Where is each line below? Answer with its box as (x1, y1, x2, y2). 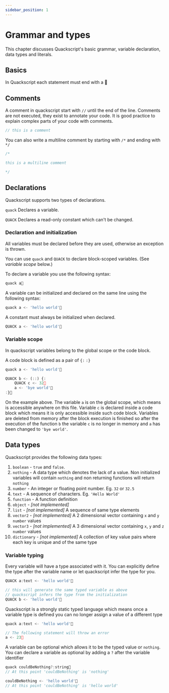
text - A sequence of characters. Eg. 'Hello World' (12, 491, 120, 497)
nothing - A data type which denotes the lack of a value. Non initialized (12, 469, 160, 475)
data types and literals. (5, 51, 53, 57)
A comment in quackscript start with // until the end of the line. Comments (5, 107, 160, 114)
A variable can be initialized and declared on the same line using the (5, 290, 147, 296)
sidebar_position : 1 (5, 7, 49, 13)
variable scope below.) (5, 261, 53, 267)
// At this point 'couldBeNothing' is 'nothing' (5, 669, 109, 675)
